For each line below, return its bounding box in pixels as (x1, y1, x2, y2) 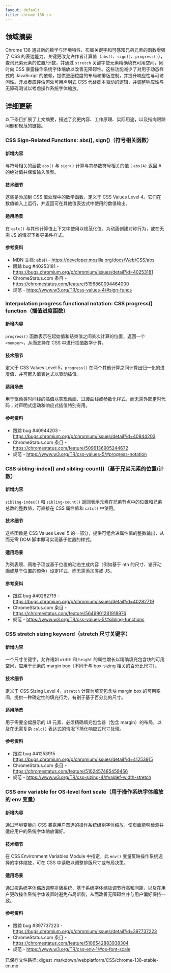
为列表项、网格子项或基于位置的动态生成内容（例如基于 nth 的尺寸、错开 (5, 561, 158, 568)
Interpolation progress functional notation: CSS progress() (5, 300, 153, 307)
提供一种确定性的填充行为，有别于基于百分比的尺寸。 (14, 694, 126, 700)
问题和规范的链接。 (5, 123, 46, 129)
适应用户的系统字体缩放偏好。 (5, 828, 68, 834)
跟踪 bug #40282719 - (12, 593, 60, 599)
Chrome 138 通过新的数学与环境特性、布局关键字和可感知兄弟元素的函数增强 (5, 47, 166, 53)
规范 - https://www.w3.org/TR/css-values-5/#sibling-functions (12, 617, 145, 623)
